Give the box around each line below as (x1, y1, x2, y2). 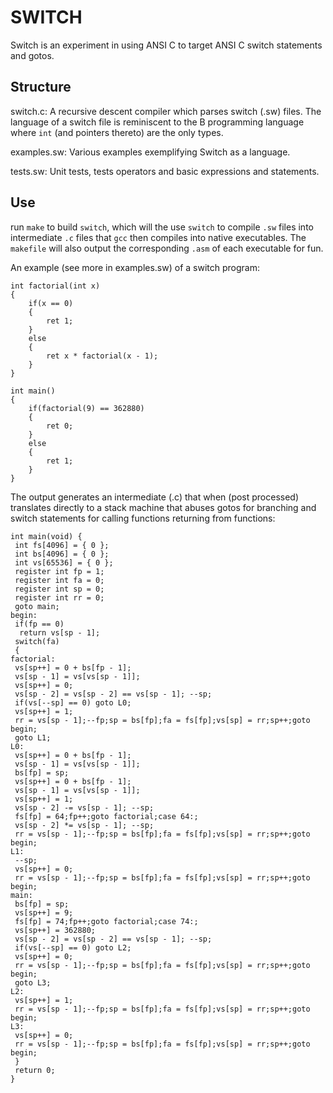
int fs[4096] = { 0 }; (14, 540, 110, 550)
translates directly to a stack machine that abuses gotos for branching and (10, 501, 317, 513)
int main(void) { (10, 531, 83, 541)
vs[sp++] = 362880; (14, 925, 97, 935)
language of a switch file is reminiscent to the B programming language (10, 116, 305, 128)
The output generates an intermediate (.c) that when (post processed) (10, 491, 300, 503)
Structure (10, 79, 72, 96)
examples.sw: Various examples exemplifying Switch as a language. (10, 146, 291, 158)
